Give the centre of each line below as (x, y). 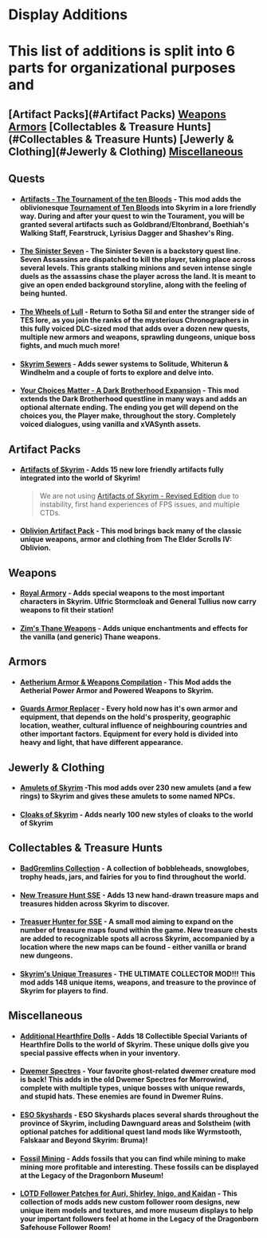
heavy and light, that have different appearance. (101, 742)
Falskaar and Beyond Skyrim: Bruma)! (84, 1140)
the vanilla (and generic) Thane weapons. (90, 637)
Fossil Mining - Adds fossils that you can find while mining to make (132, 1158)
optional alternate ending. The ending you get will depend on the (129, 407)
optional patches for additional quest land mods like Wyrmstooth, (131, 1131)
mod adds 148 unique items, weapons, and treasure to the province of (138, 982)
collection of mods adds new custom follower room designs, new (130, 1202)
